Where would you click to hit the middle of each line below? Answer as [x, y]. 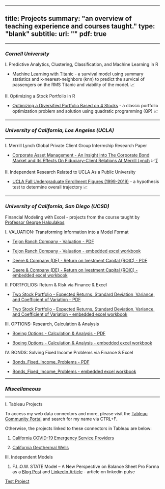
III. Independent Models [29, 457]
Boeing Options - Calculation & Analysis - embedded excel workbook [82, 343]
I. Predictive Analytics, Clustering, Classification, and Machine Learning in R [82, 64]
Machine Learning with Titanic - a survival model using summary [78, 74]
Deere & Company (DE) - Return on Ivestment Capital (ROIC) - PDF [80, 260]
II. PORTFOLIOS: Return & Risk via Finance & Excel [56, 285]
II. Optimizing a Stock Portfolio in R [40, 96]
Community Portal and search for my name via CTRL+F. [61, 419]
